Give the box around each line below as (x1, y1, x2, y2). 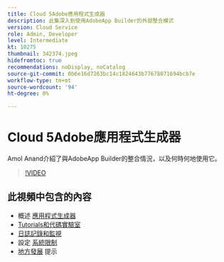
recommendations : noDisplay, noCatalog (7, 64, 126, 71)
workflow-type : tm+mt (7, 76, 72, 84)
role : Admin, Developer (7, 30, 78, 38)
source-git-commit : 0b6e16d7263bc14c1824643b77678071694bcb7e (7, 70, 196, 77)
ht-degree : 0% (7, 90, 50, 97)
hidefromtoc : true (7, 57, 62, 64)
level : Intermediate (7, 37, 69, 44)
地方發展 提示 (17, 247, 58, 256)
